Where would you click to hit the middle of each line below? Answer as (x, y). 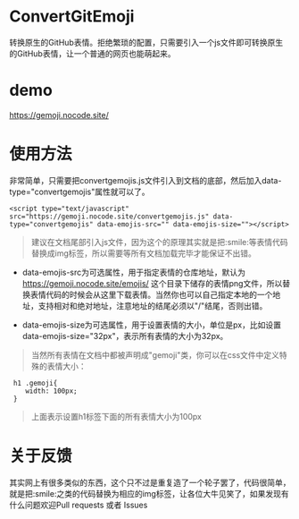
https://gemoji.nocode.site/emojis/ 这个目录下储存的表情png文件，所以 (152, 283)
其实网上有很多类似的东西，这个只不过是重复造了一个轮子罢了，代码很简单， (150, 482)
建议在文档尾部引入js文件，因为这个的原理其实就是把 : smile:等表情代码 (159, 242)
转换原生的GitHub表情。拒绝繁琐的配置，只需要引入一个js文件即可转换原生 (146, 42)
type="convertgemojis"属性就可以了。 (79, 191)
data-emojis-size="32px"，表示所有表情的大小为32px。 (125, 336)
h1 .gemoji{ (35, 383)
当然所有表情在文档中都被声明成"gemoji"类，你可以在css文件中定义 (155, 354)
